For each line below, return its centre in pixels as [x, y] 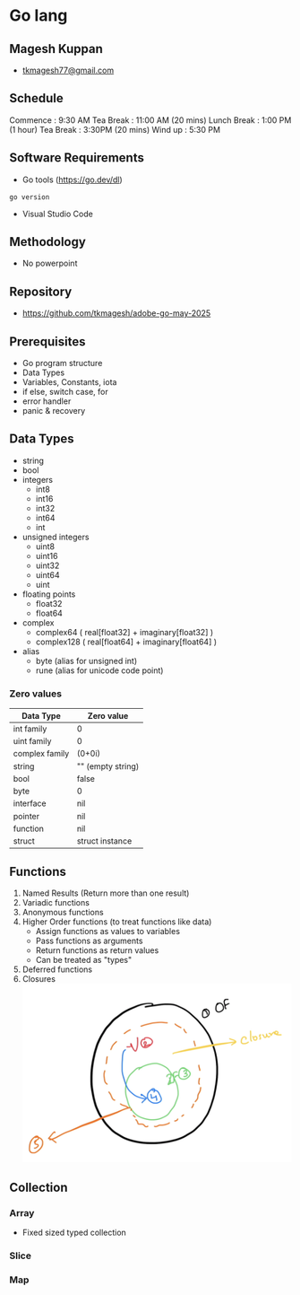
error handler [47, 401]
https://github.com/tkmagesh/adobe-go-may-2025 [116, 313]
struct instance [104, 841]
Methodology [48, 242]
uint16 [47, 556]
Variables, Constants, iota [69, 382]
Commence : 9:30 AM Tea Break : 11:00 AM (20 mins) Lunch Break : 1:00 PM [150, 120]
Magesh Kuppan [56, 49]
